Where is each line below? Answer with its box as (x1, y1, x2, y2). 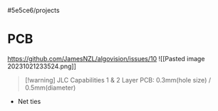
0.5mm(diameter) (24, 83, 76, 92)
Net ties (17, 97, 41, 105)
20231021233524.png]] (7, 62, 77, 70)
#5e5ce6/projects (7, 6, 60, 14)
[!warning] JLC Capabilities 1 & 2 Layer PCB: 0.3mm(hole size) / (24, 75, 212, 84)
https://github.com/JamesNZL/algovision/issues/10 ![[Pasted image (7, 54, 205, 63)
